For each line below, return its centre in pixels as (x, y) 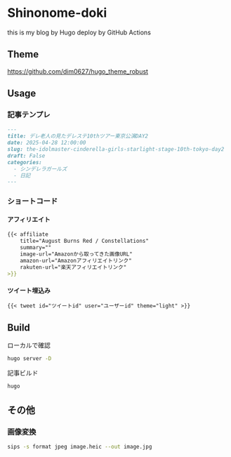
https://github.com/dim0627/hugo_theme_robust (78, 71)
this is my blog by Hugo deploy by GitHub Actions (79, 32)
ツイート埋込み (29, 291)
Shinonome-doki (57, 13)
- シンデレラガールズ (40, 169)
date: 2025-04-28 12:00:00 (47, 143)
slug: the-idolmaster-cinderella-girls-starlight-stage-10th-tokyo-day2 (116, 150)
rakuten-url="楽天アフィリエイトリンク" (73, 267)
